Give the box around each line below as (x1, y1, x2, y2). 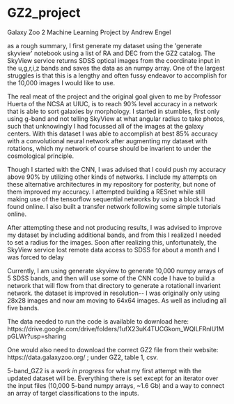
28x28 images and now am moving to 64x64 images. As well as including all (7, 296, 226, 305)
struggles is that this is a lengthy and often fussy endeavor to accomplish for (7, 71, 227, 80)
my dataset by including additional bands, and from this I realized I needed (7, 231, 221, 239)
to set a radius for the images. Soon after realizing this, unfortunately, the (7, 238, 217, 246)
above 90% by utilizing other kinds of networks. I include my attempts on (7, 173, 217, 181)
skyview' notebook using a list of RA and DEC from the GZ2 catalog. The (7, 49, 216, 57)
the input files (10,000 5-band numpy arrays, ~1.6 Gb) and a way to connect (7, 381, 225, 389)
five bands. (7, 303, 40, 312)
